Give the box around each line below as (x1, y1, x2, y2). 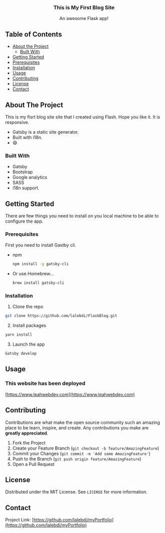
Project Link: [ (5, 517, 34, 523)
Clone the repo (12, 303, 43, 310)
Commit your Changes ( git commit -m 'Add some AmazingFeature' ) (12, 450, 151, 456)
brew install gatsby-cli (12, 280, 64, 285)
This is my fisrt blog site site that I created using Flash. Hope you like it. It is (5, 114, 160, 120)
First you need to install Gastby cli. (5, 242, 76, 248)
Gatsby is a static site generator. (12, 129, 79, 135)
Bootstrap (12, 169, 33, 175)
